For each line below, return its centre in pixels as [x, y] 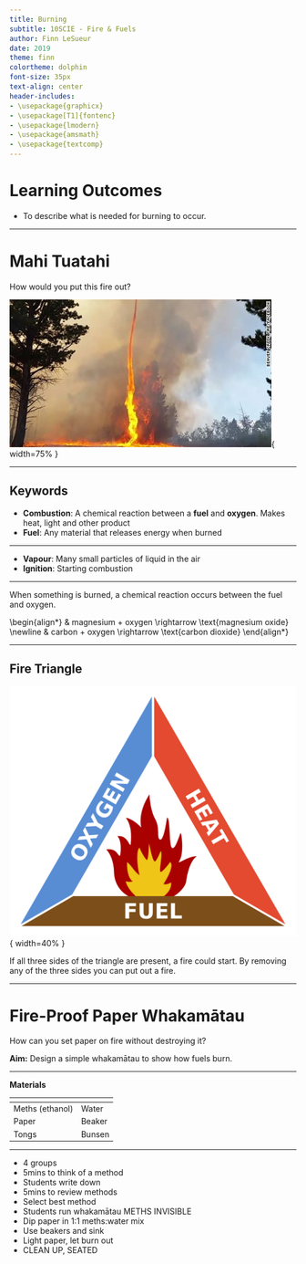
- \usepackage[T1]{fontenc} [63, 115]
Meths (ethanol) [43, 1109]
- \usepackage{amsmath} [55, 135]
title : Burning [38, 19]
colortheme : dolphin [49, 68]
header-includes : [42, 96]
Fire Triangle [46, 669]
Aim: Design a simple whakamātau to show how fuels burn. [121, 1059]
